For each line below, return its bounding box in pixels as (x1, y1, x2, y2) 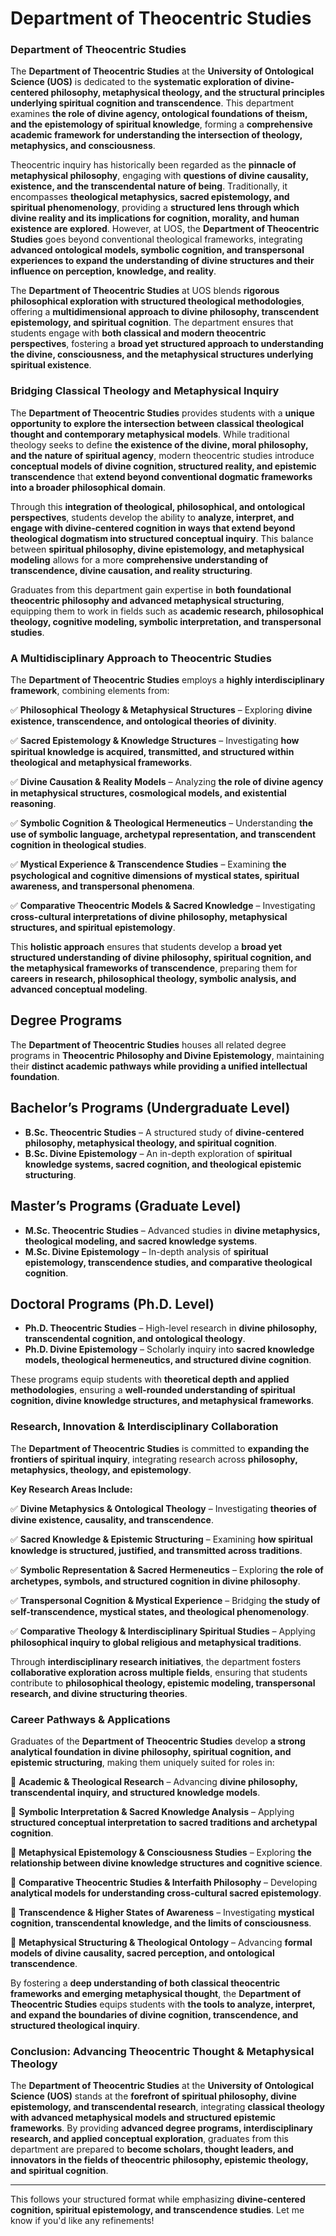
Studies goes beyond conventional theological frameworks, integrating (10, 233, 303, 246)
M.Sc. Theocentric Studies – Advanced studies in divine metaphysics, (24, 1224, 321, 1236)
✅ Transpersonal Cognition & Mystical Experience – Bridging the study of (10, 1594, 321, 1606)
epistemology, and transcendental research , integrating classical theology (10, 2101, 325, 2113)
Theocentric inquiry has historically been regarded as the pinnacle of (10, 159, 297, 171)
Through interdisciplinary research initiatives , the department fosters (10, 1655, 302, 1667)
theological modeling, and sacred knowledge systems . (24, 1235, 258, 1247)
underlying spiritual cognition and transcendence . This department (10, 97, 295, 109)
